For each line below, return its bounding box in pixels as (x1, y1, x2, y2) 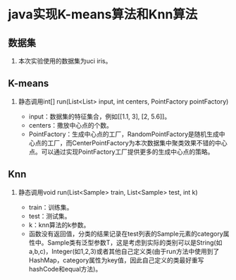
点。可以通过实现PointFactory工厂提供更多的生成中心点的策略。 (28, 147, 214, 156)
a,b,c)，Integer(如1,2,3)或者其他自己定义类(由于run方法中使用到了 (28, 247, 220, 255)
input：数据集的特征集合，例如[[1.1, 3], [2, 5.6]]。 (28, 112, 171, 121)
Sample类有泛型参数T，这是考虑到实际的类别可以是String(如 (47, 238, 223, 247)
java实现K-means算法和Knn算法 (8, 6, 198, 23)
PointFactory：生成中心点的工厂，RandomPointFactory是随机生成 (28, 130, 219, 138)
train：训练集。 (28, 202, 73, 212)
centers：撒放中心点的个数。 (28, 121, 113, 129)
